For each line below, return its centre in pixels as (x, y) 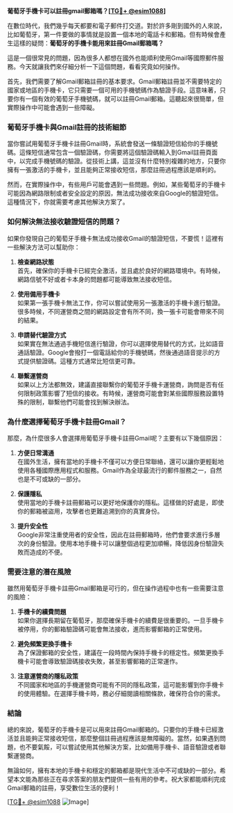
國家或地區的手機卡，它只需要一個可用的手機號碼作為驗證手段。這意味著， (113, 90)
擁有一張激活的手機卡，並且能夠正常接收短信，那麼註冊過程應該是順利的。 (113, 170)
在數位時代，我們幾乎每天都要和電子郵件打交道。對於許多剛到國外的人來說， (116, 26)
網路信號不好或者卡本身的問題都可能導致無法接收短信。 (96, 279)
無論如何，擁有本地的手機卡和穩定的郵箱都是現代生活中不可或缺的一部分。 (113, 771)
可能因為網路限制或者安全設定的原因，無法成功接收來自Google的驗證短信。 (115, 194)
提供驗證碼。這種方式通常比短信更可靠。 (81, 361)
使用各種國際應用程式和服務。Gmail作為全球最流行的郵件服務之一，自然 (120, 470)
